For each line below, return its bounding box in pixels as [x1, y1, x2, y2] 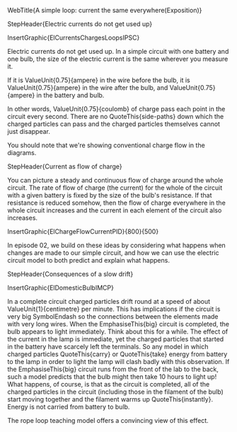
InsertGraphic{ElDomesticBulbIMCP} [7, 283, 115, 292]
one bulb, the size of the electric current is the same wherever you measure [7, 55, 229, 63]
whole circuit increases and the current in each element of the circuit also [7, 206, 222, 215]
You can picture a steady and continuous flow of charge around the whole [7, 176, 224, 184]
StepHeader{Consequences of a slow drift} [7, 270, 134, 278]
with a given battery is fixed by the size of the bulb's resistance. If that [7, 191, 212, 199]
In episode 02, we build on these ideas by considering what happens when [7, 241, 226, 249]
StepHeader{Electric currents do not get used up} [7, 20, 153, 28]
